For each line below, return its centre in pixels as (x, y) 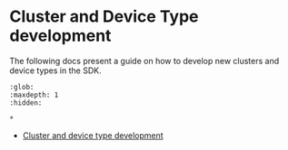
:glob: (22, 87)
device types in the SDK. (55, 70)
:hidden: (26, 103)
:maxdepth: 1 (34, 95)
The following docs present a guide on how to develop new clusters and (144, 61)
